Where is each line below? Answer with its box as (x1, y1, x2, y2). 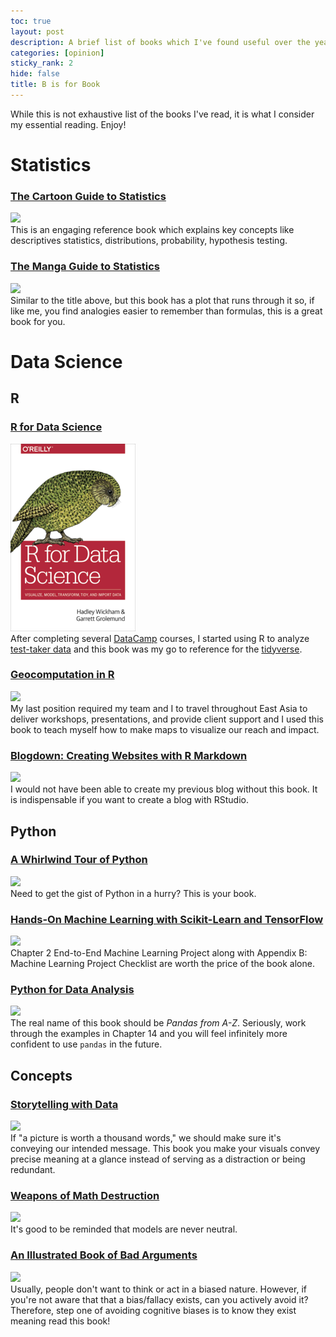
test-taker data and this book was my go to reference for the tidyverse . (10, 643, 303, 655)
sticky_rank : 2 (10, 58, 74, 69)
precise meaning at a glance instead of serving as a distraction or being (10, 1153, 306, 1165)
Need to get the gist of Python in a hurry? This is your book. (10, 887, 257, 899)
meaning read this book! (10, 1315, 111, 1327)
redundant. (10, 1164, 56, 1176)
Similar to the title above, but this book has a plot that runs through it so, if (10, 294, 315, 306)
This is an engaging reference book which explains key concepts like (10, 224, 295, 236)
